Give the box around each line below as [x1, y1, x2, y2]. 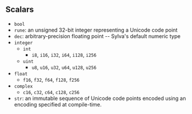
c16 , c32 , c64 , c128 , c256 [22, 88, 80, 95]
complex [14, 83, 33, 89]
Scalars [5, 5, 34, 15]
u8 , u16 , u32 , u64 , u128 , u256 [31, 64, 97, 71]
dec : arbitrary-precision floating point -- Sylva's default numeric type [14, 32, 181, 40]
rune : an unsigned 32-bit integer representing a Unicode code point [14, 26, 178, 33]
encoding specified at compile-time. [14, 101, 102, 108]
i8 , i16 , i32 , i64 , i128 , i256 [31, 51, 97, 58]
